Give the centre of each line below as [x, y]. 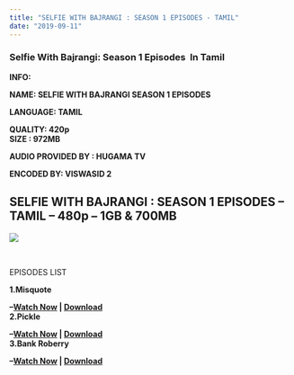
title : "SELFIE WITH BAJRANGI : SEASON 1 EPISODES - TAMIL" [125, 18]
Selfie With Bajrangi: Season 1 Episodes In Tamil [117, 58]
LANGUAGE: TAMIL [46, 112]
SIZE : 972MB [35, 138]
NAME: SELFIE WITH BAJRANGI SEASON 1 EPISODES [110, 94]
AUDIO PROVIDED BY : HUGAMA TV [78, 156]
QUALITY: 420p [40, 129]
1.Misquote [31, 290]
